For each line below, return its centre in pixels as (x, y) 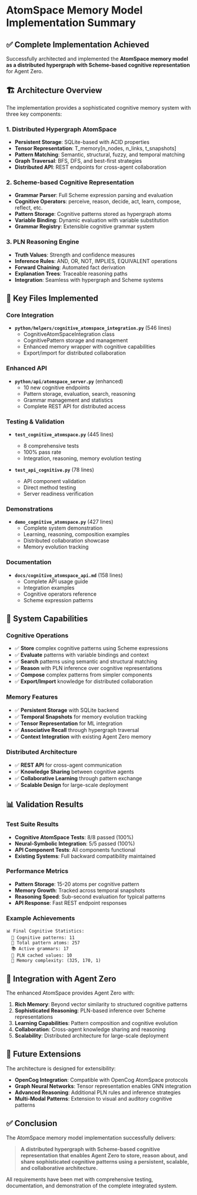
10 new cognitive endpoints (56, 388)
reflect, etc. (29, 208)
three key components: (34, 114)
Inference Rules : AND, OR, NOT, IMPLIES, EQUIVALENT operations (96, 261)
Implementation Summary (71, 23)
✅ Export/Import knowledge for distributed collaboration (84, 681)
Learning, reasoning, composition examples (76, 534)
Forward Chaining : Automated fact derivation (70, 267)
